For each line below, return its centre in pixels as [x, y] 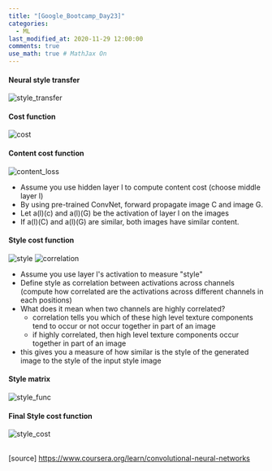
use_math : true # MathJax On [58, 54]
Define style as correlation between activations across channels [127, 282]
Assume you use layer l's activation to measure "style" [111, 274]
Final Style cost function [51, 416]
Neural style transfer [44, 80]
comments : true [34, 46]
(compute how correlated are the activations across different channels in [142, 291]
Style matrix [30, 379]
